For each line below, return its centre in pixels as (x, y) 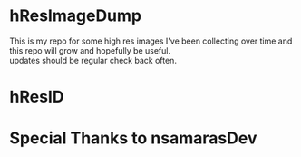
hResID (37, 97)
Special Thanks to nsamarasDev (133, 138)
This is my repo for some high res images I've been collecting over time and (151, 41)
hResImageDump (76, 16)
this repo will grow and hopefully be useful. (90, 50)
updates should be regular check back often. (93, 60)
